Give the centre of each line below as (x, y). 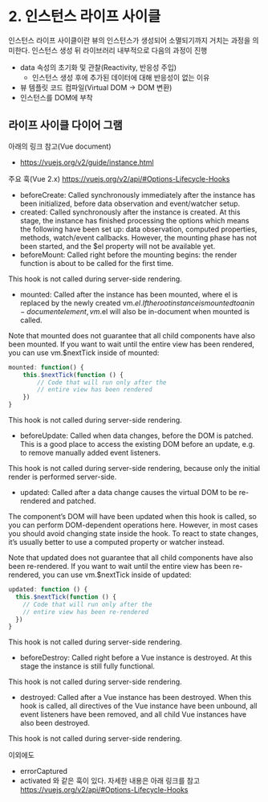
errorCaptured (44, 771)
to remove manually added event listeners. (90, 452)
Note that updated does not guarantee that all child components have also (131, 558)
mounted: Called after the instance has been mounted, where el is (129, 294)
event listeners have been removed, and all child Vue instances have (133, 714)
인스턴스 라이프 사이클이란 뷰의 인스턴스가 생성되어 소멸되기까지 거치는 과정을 (130, 40)
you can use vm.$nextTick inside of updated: (117, 575)
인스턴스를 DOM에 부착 (57, 97)
